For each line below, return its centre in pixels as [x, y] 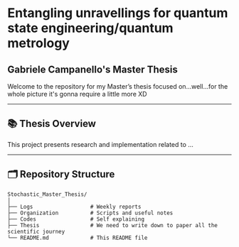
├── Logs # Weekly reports [74, 207]
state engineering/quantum [90, 28]
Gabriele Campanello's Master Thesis [92, 69]
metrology [38, 43]
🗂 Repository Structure [61, 174]
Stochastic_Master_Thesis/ [47, 194]
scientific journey [36, 231]
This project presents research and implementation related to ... [101, 144]
